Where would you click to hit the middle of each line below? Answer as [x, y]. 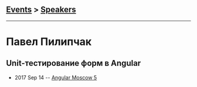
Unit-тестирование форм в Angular [74, 63]
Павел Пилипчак [49, 42]
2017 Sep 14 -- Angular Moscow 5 [56, 77]
